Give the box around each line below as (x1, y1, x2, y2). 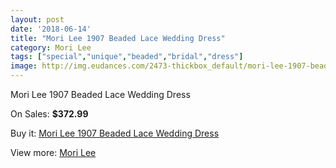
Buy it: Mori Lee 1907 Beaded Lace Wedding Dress (10, 127, 220, 139)
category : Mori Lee (10, 42, 92, 53)
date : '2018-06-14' (10, 24, 92, 34)
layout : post (10, 14, 65, 25)
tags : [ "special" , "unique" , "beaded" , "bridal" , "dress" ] (10, 52, 244, 62)
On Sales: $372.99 (10, 108, 89, 120)
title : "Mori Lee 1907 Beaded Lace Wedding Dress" (10, 33, 226, 43)
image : (10, 61, 38, 71)
